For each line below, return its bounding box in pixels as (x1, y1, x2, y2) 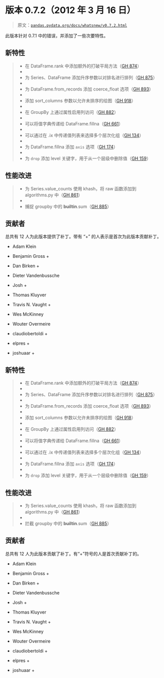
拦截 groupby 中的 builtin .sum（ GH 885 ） (24, 521, 111, 526)
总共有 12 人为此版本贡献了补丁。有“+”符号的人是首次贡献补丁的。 (5, 551, 141, 557)
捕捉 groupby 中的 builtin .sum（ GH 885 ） (24, 203, 111, 209)
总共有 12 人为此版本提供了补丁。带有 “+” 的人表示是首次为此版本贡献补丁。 (5, 233, 161, 240)
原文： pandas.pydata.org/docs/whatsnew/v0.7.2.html (17, 22, 127, 28)
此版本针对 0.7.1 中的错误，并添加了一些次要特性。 (5, 32, 108, 38)
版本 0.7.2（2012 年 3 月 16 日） (5, 4, 136, 16)
